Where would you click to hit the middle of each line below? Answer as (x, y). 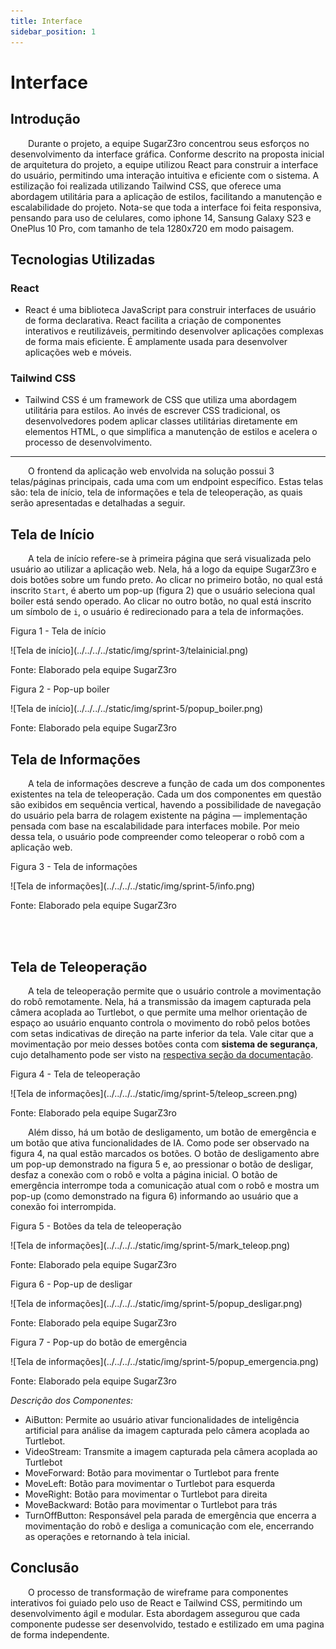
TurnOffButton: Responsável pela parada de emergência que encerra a (170, 1515)
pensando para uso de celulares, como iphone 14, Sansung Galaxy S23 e (161, 217)
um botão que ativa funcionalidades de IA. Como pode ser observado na (160, 1142)
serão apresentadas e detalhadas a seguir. (98, 503)
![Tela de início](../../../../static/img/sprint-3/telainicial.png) (129, 651)
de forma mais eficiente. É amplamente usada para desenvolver (156, 342)
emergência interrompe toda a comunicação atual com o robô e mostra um (165, 1185)
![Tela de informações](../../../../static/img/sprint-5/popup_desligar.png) (156, 1303)
